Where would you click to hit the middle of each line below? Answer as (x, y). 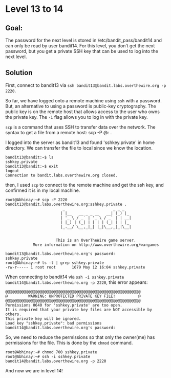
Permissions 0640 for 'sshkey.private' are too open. (64, 305)
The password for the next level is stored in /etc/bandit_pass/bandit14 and (84, 40)
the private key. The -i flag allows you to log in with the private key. (77, 117)
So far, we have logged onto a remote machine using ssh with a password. (84, 100)
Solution (19, 73)
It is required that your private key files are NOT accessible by (79, 310)
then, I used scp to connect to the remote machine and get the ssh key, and (84, 185)
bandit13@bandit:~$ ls (29, 157)
